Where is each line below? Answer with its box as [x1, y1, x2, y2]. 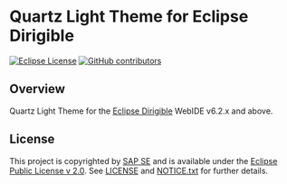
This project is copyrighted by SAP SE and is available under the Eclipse [9, 155, 278, 166]
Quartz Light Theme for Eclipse [9, 6, 249, 27]
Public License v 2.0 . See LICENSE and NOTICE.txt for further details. [9, 165, 269, 176]
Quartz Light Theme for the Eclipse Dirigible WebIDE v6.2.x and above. [9, 106, 273, 116]
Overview [9, 81, 66, 97]
